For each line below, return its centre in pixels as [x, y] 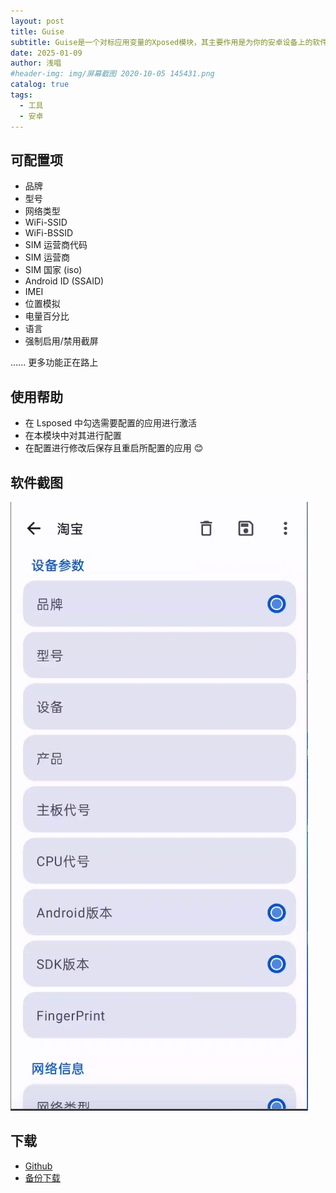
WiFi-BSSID [49, 233]
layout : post [37, 21]
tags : [21, 95]
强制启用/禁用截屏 [61, 341]
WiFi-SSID [46, 222]
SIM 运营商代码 [56, 245]
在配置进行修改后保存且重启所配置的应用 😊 [114, 448]
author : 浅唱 [36, 63]
